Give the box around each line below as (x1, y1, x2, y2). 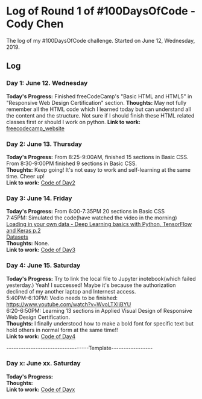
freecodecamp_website (6, 125, 65, 132)
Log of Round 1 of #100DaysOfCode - (6, 4, 196, 18)
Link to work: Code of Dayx (6, 386, 75, 393)
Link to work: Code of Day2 (6, 179, 75, 186)
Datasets (6, 233, 28, 240)
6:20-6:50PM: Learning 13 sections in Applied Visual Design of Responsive (6, 307, 193, 314)
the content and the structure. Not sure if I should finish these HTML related (6, 112, 195, 119)
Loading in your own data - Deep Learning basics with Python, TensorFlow (6, 221, 192, 228)
